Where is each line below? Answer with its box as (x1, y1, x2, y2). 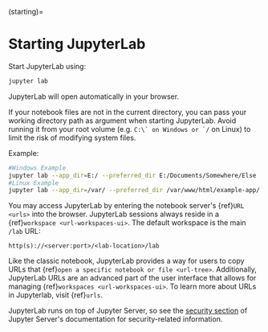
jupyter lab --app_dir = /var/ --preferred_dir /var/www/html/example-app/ (8, 186, 261, 195)
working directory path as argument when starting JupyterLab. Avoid (8, 116, 237, 125)
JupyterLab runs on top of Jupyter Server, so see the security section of (8, 305, 248, 316)
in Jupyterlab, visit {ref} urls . (8, 290, 103, 300)
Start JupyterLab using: (8, 61, 87, 71)
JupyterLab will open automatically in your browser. (8, 92, 179, 101)
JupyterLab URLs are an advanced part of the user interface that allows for (8, 273, 257, 283)
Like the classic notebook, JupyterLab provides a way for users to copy (8, 256, 245, 266)
